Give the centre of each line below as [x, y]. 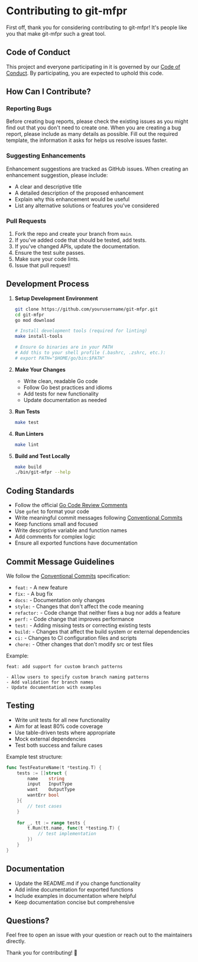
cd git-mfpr [29, 315]
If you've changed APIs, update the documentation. [77, 246]
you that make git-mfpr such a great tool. [56, 33]
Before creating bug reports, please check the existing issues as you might [97, 121]
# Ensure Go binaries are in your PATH [64, 347]
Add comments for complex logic [55, 537]
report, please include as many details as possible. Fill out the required [92, 134]
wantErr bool [43, 795]
